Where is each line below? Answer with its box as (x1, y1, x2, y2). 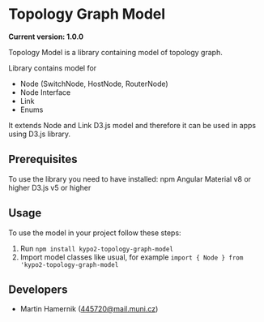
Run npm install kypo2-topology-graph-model (19, 243, 174, 253)
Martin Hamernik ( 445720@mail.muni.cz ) (19, 304, 159, 314)
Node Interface (19, 87, 71, 97)
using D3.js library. (8, 129, 71, 139)
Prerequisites (8, 152, 78, 166)
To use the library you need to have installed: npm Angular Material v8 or (8, 174, 252, 183)
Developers (8, 282, 68, 296)
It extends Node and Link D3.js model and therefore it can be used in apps (8, 120, 257, 130)
